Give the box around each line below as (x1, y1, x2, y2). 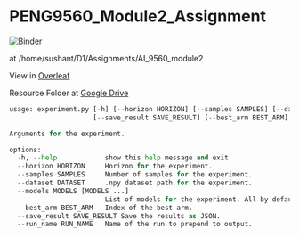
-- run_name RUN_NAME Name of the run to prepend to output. (17, 220, 253, 229)
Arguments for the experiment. (9, 129, 125, 138)
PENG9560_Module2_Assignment (9, 6, 267, 27)
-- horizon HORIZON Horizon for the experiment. (17, 162, 214, 171)
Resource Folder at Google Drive (9, 87, 129, 98)
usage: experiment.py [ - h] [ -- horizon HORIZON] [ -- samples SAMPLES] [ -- (9, 104, 285, 113)
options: (9, 145, 42, 154)
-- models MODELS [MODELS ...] (17, 186, 129, 195)
